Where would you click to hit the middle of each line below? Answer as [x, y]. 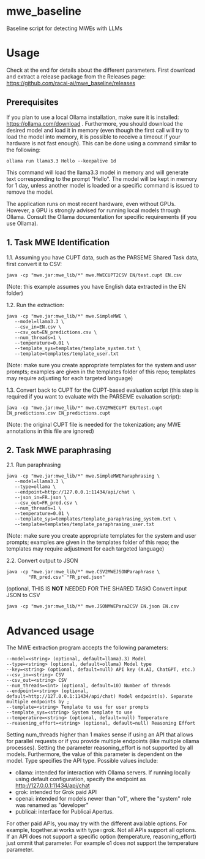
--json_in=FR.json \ [41, 498]
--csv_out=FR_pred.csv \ [46, 503]
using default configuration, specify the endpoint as [80, 779]
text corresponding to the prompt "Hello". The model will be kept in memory [102, 178]
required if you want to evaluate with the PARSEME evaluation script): [94, 396]
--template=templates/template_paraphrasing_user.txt [84, 525]
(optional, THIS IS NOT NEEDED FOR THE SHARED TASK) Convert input [97, 589]
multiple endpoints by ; [38, 702]
